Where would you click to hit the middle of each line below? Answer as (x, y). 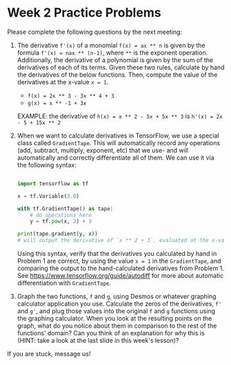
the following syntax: (47, 165)
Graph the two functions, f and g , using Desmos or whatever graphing (117, 297)
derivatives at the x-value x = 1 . (63, 82)
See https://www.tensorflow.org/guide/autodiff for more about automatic (120, 276)
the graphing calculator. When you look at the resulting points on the (114, 319)
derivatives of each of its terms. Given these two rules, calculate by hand (121, 67)
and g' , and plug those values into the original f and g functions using (116, 311)
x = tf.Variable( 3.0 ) (48, 196)
